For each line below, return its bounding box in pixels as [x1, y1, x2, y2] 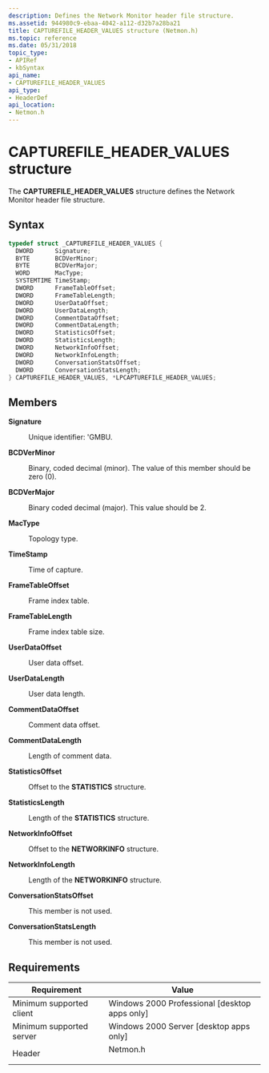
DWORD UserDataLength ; [15, 306, 110, 315]
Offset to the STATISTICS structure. [28, 782, 147, 792]
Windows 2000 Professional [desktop [108, 998, 251, 1009]
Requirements [8, 960, 80, 974]
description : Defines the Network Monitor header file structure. [8, 11, 235, 20]
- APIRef [8, 57, 38, 65]
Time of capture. [28, 565, 83, 575]
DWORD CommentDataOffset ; [15, 314, 120, 322]
